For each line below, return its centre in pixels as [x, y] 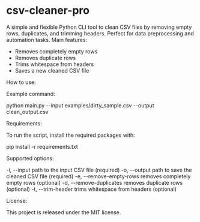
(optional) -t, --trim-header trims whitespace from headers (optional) [92, 189]
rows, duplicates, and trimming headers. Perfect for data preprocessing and [100, 33]
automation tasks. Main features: [47, 40]
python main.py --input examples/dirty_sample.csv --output [80, 105]
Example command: [31, 94]
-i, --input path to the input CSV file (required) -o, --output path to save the [99, 170]
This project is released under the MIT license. [64, 212]
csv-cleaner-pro [48, 10]
